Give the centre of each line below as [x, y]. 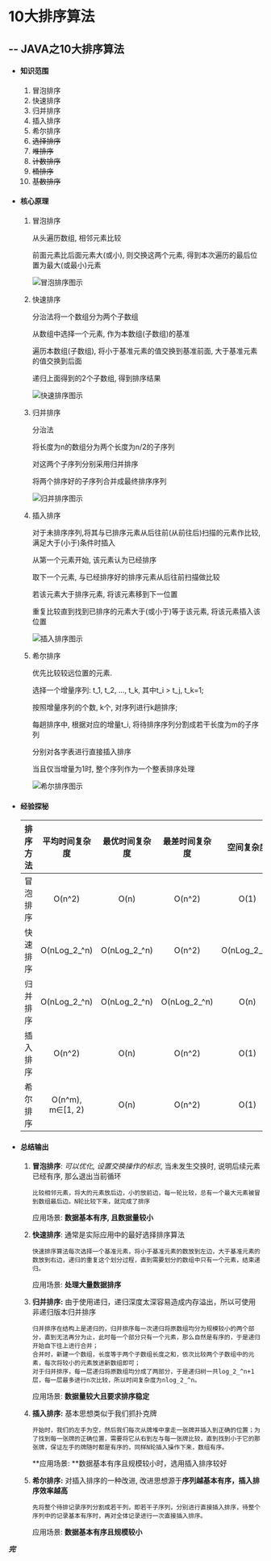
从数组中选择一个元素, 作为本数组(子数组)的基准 [111, 334]
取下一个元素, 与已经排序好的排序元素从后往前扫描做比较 [126, 577]
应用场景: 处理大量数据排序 [77, 1285]
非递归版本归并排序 [64, 1312]
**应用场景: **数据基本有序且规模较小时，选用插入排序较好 [129, 1463]
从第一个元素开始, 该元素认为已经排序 [94, 560]
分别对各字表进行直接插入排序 [81, 751]
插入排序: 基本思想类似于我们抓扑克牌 [94, 1413]
